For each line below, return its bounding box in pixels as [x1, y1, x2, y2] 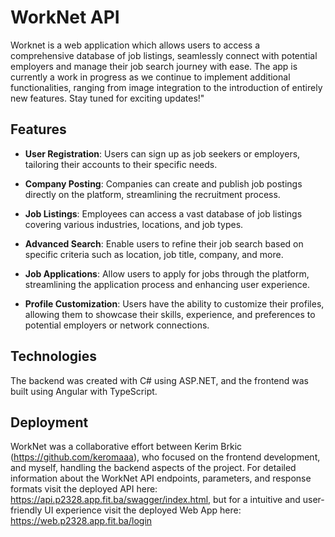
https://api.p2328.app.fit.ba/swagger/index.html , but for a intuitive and [10, 494, 301, 506]
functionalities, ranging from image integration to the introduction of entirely [10, 81, 323, 93]
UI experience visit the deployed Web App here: [44, 504, 242, 516]
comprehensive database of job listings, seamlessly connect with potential [10, 49, 318, 61]
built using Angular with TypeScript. [10, 385, 158, 397]
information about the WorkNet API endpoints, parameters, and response [10, 472, 312, 485]
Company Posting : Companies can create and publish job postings [24, 177, 303, 190]
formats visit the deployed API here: [10, 483, 158, 495]
